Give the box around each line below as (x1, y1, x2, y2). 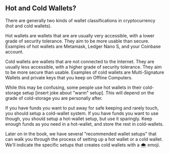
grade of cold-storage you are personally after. (5, 95, 103, 101)
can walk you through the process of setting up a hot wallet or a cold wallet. (5, 136, 163, 142)
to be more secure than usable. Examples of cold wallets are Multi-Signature (5, 69, 164, 75)
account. (5, 48, 24, 55)
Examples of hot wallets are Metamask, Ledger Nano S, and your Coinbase (5, 43, 161, 49)
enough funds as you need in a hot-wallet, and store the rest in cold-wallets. (5, 121, 164, 127)
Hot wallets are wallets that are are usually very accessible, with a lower (5, 32, 155, 38)
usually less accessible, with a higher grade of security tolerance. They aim (5, 64, 162, 70)
